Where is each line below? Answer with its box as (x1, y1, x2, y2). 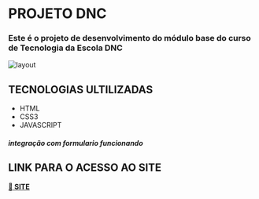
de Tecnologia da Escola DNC (8, 42, 124, 53)
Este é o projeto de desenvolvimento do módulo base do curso (8, 33, 252, 44)
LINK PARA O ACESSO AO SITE (8, 161, 162, 175)
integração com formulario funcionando (8, 138, 143, 147)
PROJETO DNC (8, 5, 107, 23)
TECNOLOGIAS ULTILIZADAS (8, 83, 154, 96)
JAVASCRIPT (19, 121, 62, 130)
